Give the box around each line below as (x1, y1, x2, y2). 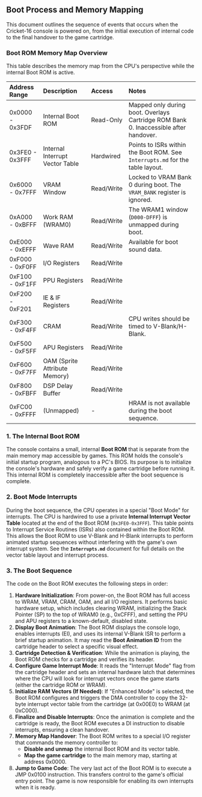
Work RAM (43, 213, 73, 222)
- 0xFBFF (9, 389, 37, 398)
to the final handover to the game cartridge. (6, 33, 114, 41)
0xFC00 (9, 403, 32, 411)
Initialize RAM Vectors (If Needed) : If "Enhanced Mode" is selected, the (14, 688, 194, 695)
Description (43, 87, 78, 95)
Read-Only (91, 116, 123, 124)
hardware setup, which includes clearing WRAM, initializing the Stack (14, 605, 187, 611)
